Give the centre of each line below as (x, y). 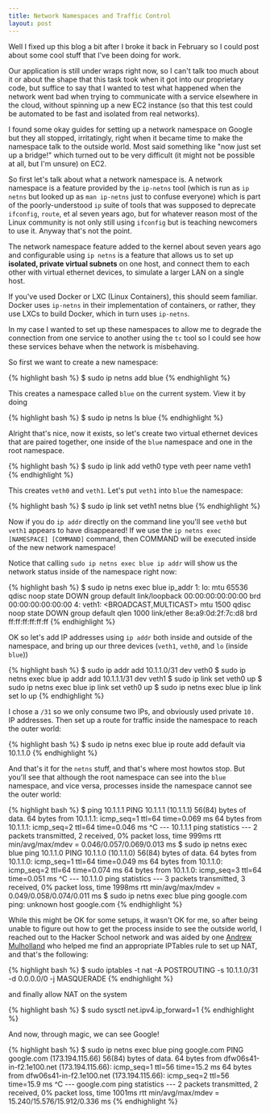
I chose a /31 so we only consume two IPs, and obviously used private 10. (132, 711)
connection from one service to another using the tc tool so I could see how (135, 338)
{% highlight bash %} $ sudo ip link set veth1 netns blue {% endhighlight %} (135, 506)
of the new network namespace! (62, 547)
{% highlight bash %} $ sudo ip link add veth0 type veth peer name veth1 (130, 466)
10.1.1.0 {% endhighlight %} (53, 753)
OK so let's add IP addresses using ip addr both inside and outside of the (131, 637)
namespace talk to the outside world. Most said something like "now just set (135, 146)
